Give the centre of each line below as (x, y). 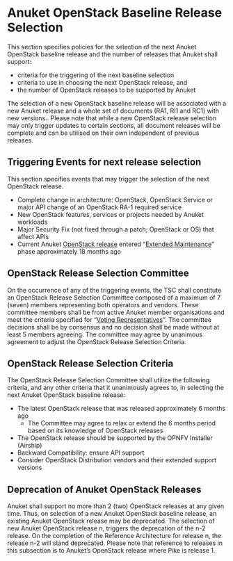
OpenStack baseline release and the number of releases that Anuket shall (112, 54)
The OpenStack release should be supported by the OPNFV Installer (115, 438)
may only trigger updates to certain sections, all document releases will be (114, 125)
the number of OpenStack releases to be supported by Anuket (106, 90)
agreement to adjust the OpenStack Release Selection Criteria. (97, 341)
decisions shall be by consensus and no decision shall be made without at (113, 327)
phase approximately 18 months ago (69, 251)
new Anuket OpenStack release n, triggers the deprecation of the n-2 (106, 528)
